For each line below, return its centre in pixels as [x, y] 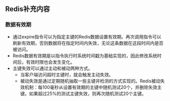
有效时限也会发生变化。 [50, 62]
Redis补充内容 [28, 9]
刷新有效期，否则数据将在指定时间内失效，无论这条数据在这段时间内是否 [88, 43]
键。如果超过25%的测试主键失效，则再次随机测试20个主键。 [83, 93]
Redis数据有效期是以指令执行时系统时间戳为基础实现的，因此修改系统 [85, 56]
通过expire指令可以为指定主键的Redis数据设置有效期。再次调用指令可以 [87, 36]
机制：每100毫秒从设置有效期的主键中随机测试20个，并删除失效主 [93, 87]
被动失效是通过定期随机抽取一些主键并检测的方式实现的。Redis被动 [90, 81]
